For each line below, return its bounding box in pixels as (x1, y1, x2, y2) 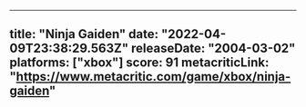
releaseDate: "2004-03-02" (130, 41, 296, 56)
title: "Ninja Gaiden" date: (9, 26, 159, 42)
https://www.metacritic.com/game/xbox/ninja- (15, 69, 291, 84)
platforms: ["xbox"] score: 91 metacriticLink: (9, 55, 270, 71)
